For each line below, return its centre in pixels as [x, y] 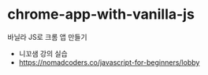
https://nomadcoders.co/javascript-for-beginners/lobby [109, 62]
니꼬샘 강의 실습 [43, 53]
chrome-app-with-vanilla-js [101, 14]
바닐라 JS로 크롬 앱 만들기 [47, 37]
